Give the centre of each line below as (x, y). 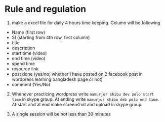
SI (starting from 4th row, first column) (51, 37)
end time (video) (28, 58)
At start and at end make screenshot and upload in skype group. (77, 104)
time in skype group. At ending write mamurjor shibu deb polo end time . (85, 99)
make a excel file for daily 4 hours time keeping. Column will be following (86, 23)
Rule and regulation (45, 9)
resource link (25, 69)
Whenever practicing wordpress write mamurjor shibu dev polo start (83, 94)
